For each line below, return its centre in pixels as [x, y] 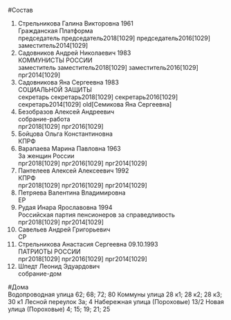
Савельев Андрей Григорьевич [64, 229]
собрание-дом [39, 274]
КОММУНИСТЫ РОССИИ [55, 60]
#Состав [20, 10]
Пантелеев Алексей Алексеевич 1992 [73, 170]
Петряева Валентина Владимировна [72, 193]
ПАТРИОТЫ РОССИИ [49, 251]
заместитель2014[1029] [53, 45]
